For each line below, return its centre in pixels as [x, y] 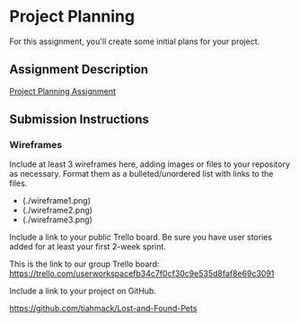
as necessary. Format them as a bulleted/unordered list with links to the [141, 174]
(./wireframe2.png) [57, 210]
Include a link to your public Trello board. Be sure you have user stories [141, 237]
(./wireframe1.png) [57, 201]
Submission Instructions [79, 120]
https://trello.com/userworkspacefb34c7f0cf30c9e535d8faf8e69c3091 [142, 274]
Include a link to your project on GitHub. [83, 291]
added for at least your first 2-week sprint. [88, 247]
